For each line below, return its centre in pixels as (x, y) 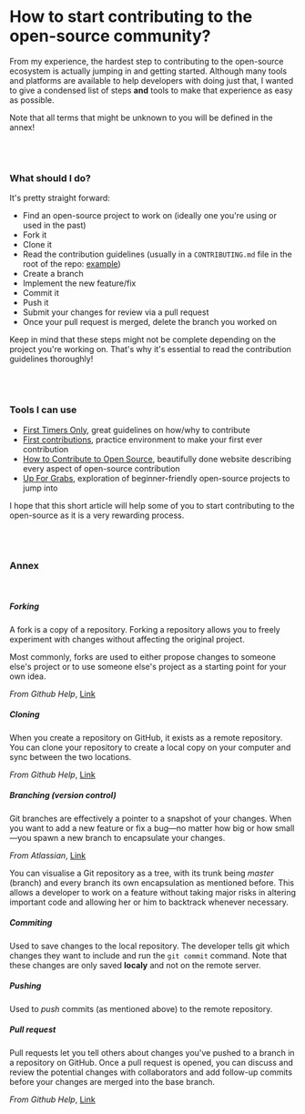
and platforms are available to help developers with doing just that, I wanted (152, 80)
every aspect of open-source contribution (101, 468)
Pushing (25, 986)
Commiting (31, 923)
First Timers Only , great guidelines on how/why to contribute (136, 430)
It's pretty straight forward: (60, 198)
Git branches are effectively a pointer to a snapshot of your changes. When (151, 818)
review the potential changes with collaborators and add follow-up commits (151, 1072)
